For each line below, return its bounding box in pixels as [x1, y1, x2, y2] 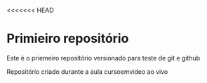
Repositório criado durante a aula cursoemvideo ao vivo [6, 67, 168, 76]
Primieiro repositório [6, 31, 129, 46]
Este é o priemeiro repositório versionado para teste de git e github [6, 53, 201, 62]
